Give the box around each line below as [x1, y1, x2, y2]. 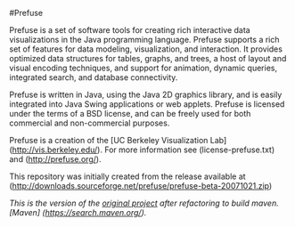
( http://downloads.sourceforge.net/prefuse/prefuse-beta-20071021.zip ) [9, 181, 273, 191]
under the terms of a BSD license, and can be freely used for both [9, 109, 251, 118]
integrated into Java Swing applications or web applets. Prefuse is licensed [9, 99, 285, 109]
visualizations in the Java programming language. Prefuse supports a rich [9, 35, 280, 45]
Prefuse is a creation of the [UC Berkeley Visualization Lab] [9, 135, 227, 145]
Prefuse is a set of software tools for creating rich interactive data [9, 25, 251, 35]
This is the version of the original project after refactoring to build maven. [9, 198, 279, 208]
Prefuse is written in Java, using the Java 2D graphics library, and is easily [9, 89, 283, 100]
